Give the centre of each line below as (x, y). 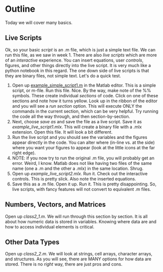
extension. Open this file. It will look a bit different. (62, 132)
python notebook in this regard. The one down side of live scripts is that (77, 70)
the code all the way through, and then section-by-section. (71, 116)
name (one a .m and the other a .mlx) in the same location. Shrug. (78, 168)
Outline (20, 9)
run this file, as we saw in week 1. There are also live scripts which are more (81, 55)
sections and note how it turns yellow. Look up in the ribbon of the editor (85, 101)
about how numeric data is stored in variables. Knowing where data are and (81, 222)
